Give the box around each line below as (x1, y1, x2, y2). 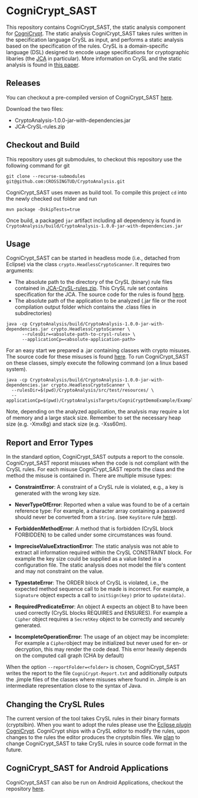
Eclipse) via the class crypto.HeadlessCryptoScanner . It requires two (6, 261, 171, 268)
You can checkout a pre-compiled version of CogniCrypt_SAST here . (6, 94, 174, 101)
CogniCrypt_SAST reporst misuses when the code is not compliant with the (6, 459, 189, 466)
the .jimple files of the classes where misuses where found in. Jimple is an (6, 676, 187, 683)
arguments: (6, 267, 34, 274)
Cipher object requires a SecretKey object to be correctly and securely (14, 615, 185, 622)
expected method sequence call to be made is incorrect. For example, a (14, 585, 190, 592)
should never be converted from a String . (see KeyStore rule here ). (14, 514, 177, 521)
